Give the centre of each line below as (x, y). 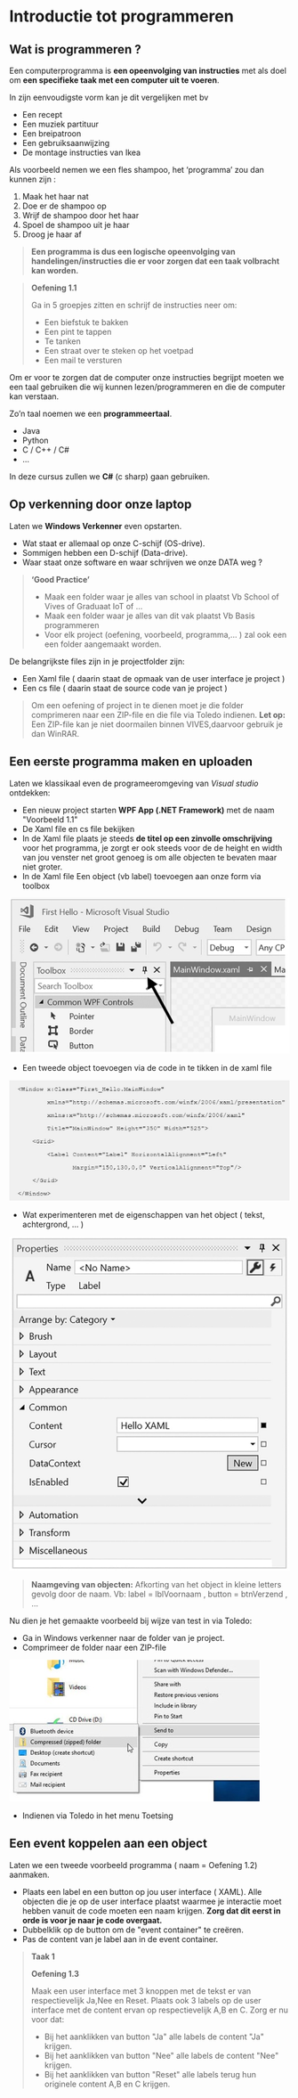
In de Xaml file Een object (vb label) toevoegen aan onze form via (141, 876)
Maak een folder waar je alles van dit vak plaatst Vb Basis (149, 616)
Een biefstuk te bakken (86, 322)
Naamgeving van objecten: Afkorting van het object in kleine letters (156, 1584)
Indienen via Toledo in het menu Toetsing (97, 1816)
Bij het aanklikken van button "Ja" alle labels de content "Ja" (154, 2037)
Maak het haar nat (55, 196)
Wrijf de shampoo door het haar (81, 215)
